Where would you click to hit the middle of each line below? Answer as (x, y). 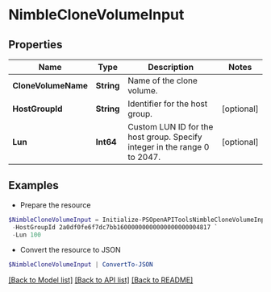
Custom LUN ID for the (171, 127)
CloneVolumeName (50, 86)
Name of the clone (163, 80)
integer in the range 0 (169, 147)
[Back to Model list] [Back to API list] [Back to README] (101, 280)
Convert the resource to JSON (70, 250)
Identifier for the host (168, 104)
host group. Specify (165, 137)
